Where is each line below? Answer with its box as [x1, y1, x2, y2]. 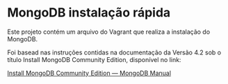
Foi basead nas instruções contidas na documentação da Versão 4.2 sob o [7, 48, 221, 56]
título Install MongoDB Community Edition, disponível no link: [7, 55, 181, 63]
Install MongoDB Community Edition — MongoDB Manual [7, 69, 172, 77]
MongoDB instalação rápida [7, 5, 171, 21]
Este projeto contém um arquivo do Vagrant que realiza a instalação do [7, 28, 211, 36]
